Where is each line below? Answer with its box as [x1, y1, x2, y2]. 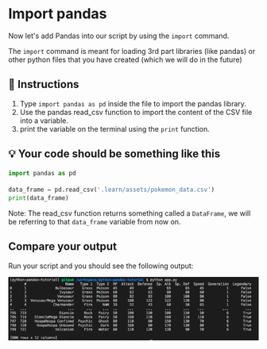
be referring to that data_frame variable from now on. [8, 217, 181, 227]
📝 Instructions [8, 78, 79, 91]
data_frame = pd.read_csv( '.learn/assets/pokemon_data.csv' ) [8, 186, 215, 194]
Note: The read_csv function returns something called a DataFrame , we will [8, 209, 251, 218]
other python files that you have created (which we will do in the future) [8, 55, 242, 64]
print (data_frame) [8, 194, 69, 202]
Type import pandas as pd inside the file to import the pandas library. [19, 98, 246, 108]
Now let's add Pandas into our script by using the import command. [8, 31, 230, 40]
